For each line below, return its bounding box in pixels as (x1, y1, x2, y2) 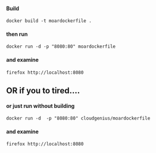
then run (6, 30, 28, 38)
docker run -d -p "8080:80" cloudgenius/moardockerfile (6, 115, 151, 121)
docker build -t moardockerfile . (6, 18, 92, 24)
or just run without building (6, 102, 75, 110)
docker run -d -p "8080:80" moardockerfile (6, 43, 116, 50)
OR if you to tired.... (6, 86, 80, 95)
